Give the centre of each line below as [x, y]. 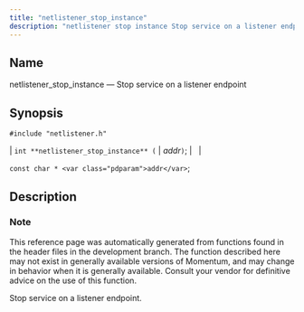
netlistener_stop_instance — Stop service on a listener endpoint [128, 85]
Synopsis [36, 113]
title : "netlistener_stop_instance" [78, 18]
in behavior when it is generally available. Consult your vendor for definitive [150, 270]
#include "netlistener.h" [58, 134]
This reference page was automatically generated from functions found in [147, 241]
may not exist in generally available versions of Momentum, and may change [152, 261]
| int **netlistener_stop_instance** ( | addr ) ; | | [105, 151]
